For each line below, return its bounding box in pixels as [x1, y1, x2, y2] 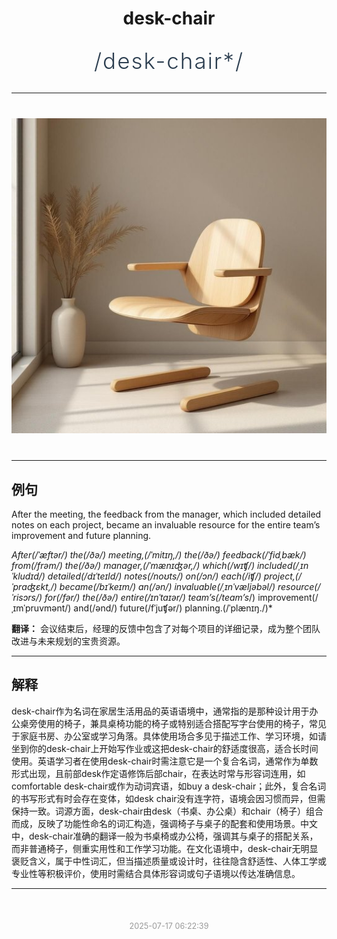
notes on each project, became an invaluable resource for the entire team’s [11, 519, 321, 531]
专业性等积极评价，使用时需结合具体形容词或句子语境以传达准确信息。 [11, 867, 301, 879]
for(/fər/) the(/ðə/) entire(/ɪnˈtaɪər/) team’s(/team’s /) [44, 592, 256, 603]
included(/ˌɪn [256, 560, 309, 571]
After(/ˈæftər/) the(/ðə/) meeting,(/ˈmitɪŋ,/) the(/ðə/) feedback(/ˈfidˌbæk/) [11, 549, 307, 561]
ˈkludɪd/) [11, 570, 46, 582]
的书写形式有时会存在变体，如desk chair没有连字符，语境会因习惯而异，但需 [11, 792, 326, 804]
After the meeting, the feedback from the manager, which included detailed [11, 508, 322, 520]
